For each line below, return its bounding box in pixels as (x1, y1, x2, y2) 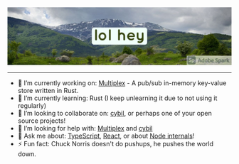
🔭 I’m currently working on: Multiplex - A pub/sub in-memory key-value (17, 78, 227, 87)
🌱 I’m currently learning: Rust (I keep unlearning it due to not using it (17, 94, 218, 102)
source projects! (17, 116, 66, 125)
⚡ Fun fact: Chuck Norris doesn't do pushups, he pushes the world (17, 139, 213, 148)
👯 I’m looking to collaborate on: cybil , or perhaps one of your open (17, 109, 212, 117)
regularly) (17, 101, 47, 109)
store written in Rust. (17, 86, 79, 94)
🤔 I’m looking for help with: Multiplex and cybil (17, 124, 153, 132)
